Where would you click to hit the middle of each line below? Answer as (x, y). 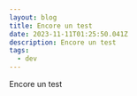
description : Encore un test (63, 42)
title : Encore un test (51, 26)
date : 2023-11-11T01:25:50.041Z (68, 34)
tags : (19, 51)
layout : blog (33, 17)
